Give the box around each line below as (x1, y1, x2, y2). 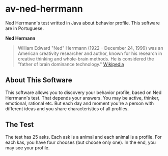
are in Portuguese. (5, 25, 44, 31)
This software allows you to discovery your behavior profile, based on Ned (5, 89, 162, 96)
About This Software (5, 76, 72, 84)
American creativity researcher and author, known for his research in (17, 50, 162, 56)
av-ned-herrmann (5, 3, 83, 15)
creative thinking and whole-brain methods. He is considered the (17, 55, 154, 61)
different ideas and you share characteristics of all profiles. (5, 105, 129, 112)
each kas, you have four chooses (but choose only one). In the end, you (5, 139, 156, 145)
